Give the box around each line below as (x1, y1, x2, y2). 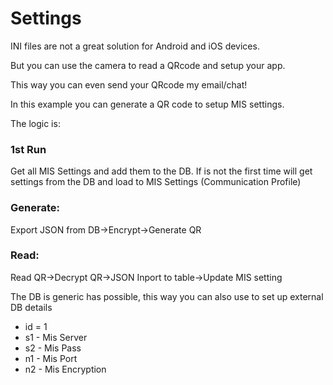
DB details (10, 301, 53, 313)
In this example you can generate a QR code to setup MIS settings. (10, 98, 285, 110)
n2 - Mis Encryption (24, 363, 107, 375)
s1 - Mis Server (24, 331, 88, 343)
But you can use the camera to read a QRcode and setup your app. (10, 59, 286, 71)
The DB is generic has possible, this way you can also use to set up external (10, 290, 324, 302)
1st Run (10, 142, 47, 156)
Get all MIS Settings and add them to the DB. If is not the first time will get (10, 165, 313, 177)
